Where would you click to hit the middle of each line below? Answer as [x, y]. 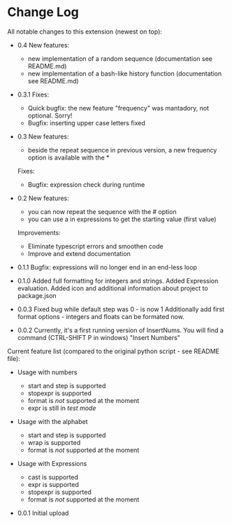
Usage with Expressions [52, 463]
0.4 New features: [43, 45]
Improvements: [39, 232]
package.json [37, 295]
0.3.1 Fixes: [33, 94]
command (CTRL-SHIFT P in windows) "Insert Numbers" [99, 337]
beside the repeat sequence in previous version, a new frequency [122, 150]
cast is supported [53, 477]
